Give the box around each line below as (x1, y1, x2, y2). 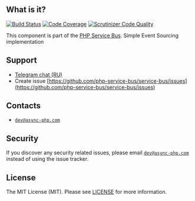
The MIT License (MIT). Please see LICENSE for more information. (6, 189, 167, 196)
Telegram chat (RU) (14, 71, 63, 78)
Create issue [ (14, 77, 49, 85)
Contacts (6, 100, 41, 111)
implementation (6, 38, 44, 45)
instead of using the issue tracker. (6, 155, 89, 163)
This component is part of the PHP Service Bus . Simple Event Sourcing (6, 32, 179, 39)
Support (6, 56, 37, 66)
